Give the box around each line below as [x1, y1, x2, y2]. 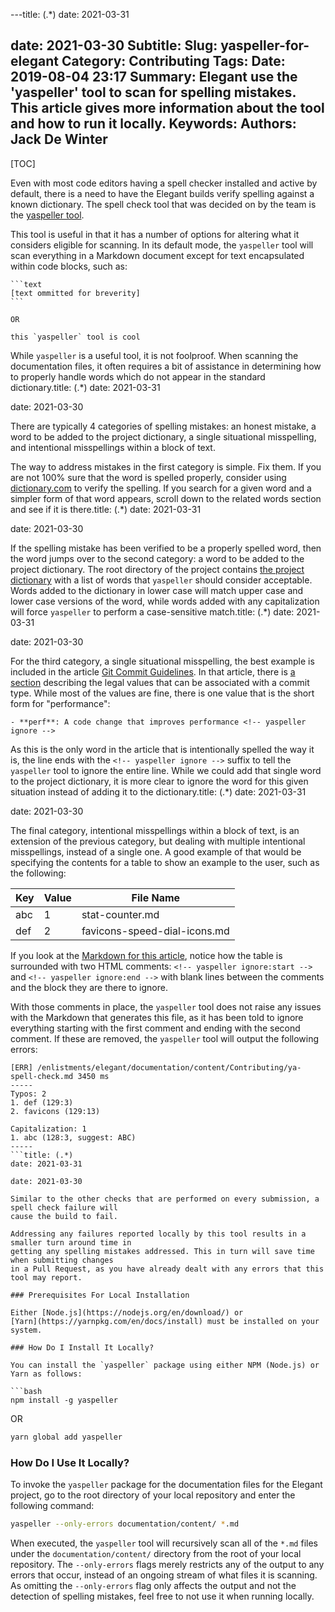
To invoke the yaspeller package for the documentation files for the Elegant [10, 1478, 323, 1490]
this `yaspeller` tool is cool [10, 332, 141, 342]
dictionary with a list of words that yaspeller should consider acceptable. [10, 574, 313, 586]
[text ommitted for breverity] [10, 288, 141, 298]
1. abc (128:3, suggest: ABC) [10, 1132, 137, 1143]
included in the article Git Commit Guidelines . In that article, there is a [10, 665, 296, 678]
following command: [10, 1499, 95, 1511]
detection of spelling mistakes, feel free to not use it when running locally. [10, 1590, 315, 1602]
